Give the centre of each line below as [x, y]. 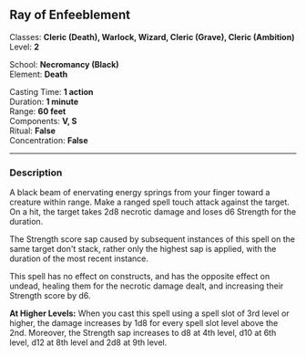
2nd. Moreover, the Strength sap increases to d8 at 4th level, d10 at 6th [143, 333]
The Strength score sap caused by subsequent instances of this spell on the [153, 239]
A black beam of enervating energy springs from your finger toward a [140, 193]
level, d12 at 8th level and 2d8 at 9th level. [88, 342]
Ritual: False [33, 131]
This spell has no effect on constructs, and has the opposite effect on [140, 277]
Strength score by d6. [50, 296]
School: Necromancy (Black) [65, 64]
